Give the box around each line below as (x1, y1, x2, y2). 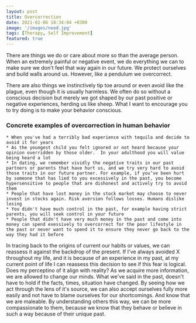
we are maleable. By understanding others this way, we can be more (6, 298, 171, 305)
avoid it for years (6, 140, 54, 146)
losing (6, 201, 22, 207)
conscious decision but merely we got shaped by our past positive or (6, 94, 173, 101)
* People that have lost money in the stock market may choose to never (6, 191, 187, 197)
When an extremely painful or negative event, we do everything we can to (6, 58, 184, 65)
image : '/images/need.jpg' (6, 25, 72, 31)
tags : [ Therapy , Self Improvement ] (6, 30, 93, 36)
